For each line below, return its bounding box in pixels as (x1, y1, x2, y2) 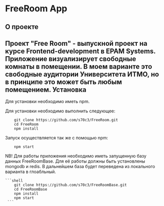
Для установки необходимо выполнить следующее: (5, 108, 116, 114)
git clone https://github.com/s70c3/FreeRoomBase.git (14, 183, 127, 188)
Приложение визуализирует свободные (5, 55, 136, 63)
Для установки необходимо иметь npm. (5, 99, 90, 104)
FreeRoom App (5, 3, 68, 14)
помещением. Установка (5, 85, 86, 94)
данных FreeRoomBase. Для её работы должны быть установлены (5, 158, 146, 164)
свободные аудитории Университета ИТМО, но (5, 70, 159, 78)
